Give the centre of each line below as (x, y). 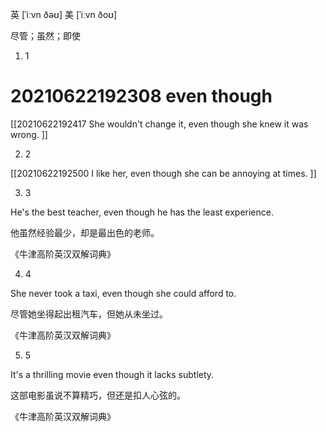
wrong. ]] (29, 134)
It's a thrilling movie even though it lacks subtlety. (112, 374)
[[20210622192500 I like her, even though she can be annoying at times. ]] (163, 173)
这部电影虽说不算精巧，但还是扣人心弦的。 (98, 395)
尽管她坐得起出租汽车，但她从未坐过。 (89, 314)
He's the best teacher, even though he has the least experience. (142, 212)
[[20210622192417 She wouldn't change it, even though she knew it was (159, 124)
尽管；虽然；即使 (45, 36)
